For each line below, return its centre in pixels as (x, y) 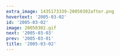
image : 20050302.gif (31, 28)
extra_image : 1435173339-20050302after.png (60, 11)
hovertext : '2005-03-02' (36, 17)
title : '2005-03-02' (31, 44)
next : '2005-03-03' (30, 33)
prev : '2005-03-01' (30, 38)
